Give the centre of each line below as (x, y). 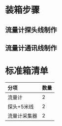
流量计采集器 (23, 116)
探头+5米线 (21, 106)
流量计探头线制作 (31, 30)
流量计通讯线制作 (31, 48)
